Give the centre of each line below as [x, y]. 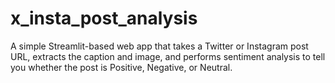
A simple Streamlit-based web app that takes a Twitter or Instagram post [159, 46]
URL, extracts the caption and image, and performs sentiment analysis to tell [168, 56]
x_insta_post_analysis [104, 18]
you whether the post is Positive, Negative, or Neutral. [121, 67]
